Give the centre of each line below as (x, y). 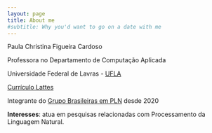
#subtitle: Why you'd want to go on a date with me (84, 27)
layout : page (26, 14)
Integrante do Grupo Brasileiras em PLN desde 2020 (83, 101)
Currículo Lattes (31, 87)
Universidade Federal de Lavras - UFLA (64, 73)
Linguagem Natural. (36, 122)
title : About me (31, 20)
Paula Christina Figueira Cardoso (55, 47)
